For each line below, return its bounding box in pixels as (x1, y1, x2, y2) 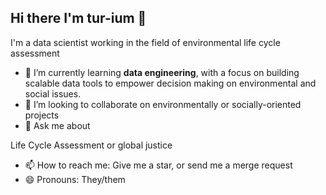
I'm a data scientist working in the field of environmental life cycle (10, 36, 281, 48)
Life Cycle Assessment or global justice (10, 139, 173, 151)
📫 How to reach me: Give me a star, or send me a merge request (24, 159, 293, 171)
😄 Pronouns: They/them (24, 173, 126, 185)
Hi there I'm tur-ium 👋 (10, 10, 147, 27)
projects (24, 109, 60, 121)
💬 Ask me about (24, 119, 91, 131)
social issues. (24, 87, 82, 100)
